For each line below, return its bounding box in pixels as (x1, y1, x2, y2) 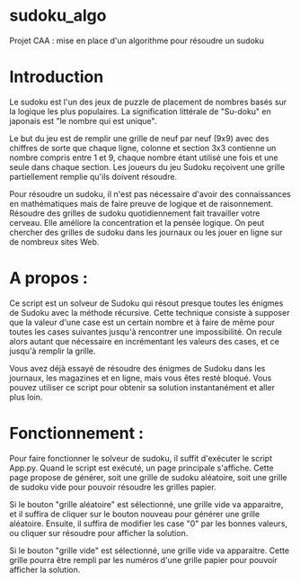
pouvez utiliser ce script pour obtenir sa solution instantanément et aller (9, 381, 276, 392)
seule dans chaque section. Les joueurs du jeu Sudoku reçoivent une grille (9, 161, 286, 172)
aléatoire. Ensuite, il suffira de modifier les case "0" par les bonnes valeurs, (9, 518, 288, 529)
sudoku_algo (9, 5, 107, 26)
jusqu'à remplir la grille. (9, 345, 96, 356)
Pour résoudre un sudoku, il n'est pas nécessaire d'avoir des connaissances (9, 188, 292, 199)
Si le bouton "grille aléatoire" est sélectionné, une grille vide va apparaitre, (9, 498, 284, 509)
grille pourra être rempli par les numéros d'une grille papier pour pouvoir (9, 554, 278, 565)
